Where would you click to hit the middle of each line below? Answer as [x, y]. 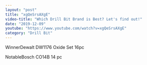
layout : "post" [21, 10]
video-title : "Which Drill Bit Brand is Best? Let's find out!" [74, 19]
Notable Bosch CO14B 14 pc [34, 57]
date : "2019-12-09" [26, 24]
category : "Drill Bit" [29, 33]
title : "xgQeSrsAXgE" [28, 14]
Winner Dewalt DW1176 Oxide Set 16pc [45, 47]
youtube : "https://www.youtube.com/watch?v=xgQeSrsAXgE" [66, 28]
